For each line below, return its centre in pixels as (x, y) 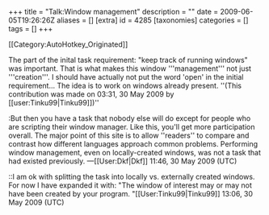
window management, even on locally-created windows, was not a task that (134, 153)
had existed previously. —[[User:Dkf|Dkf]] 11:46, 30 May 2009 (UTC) (123, 161)
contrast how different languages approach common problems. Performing (133, 144)
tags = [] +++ (31, 29)
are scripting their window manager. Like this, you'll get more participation (132, 127)
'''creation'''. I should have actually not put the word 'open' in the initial (126, 77)
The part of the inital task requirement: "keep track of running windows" (128, 60)
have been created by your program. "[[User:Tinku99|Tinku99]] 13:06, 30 (130, 194)
